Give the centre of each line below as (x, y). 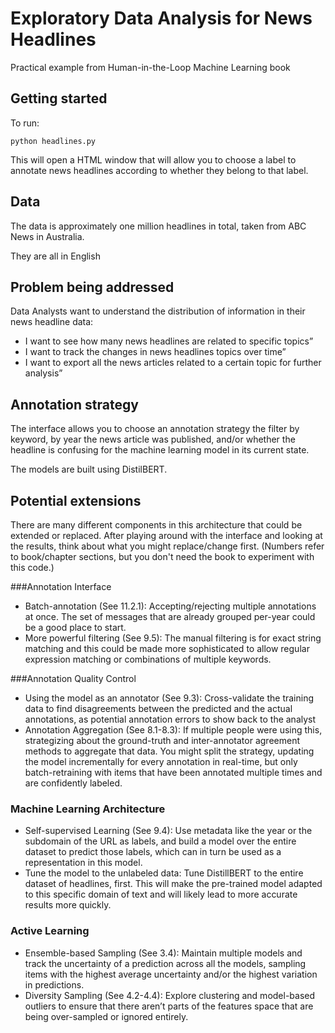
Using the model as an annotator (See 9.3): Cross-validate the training (169, 698)
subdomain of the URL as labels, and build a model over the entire (160, 841)
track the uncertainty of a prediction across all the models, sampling (165, 963)
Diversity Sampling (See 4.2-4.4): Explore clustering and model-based (170, 995)
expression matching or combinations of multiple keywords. (148, 659)
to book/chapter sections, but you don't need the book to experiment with (162, 556)
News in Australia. (47, 236)
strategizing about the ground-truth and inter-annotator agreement (162, 740)
